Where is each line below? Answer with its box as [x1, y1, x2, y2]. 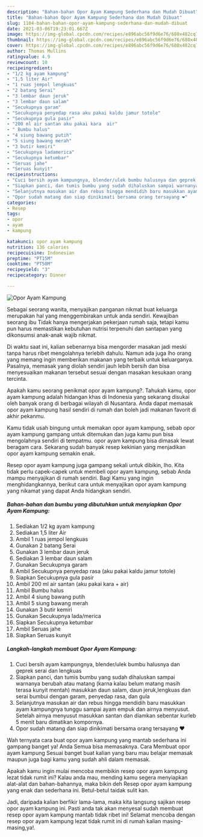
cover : [7, 43, 23, 49]
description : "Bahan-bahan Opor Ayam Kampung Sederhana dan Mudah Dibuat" [7, 8, 199, 15]
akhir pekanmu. [7, 412, 46, 419]
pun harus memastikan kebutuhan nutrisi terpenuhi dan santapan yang [7, 325, 183, 332]
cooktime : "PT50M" [7, 261, 53, 267]
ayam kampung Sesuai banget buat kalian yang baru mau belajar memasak [7, 749, 193, 756]
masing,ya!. [7, 824, 36, 831]
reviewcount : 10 [7, 59, 48, 65]
